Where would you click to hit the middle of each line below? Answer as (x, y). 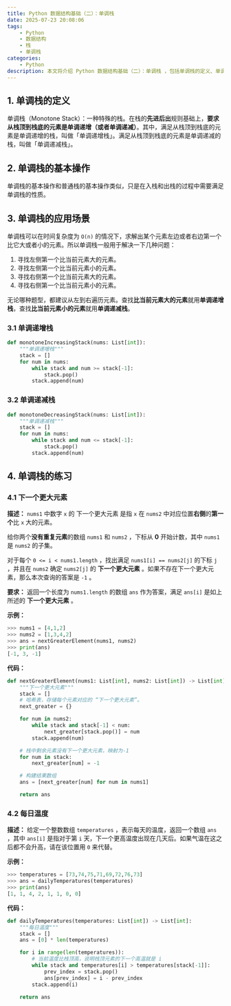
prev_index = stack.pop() (81, 972)
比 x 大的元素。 (35, 522)
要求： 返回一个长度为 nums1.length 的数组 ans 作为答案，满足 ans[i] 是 (109, 592)
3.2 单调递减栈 (31, 400)
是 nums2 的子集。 (32, 546)
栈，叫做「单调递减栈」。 (42, 145)
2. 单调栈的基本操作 (49, 168)
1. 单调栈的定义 (39, 100)
